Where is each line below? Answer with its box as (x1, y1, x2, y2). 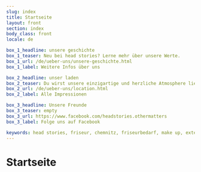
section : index (6, 25, 44, 32)
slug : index (6, 8, 36, 15)
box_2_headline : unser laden (6, 75, 79, 81)
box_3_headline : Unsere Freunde (6, 102, 87, 108)
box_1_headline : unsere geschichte (6, 47, 95, 54)
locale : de (6, 36, 33, 42)
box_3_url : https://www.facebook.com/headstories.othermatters (6, 113, 167, 119)
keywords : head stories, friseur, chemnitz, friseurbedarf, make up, (6, 130, 184, 136)
